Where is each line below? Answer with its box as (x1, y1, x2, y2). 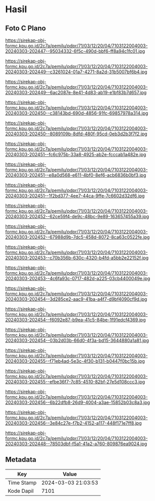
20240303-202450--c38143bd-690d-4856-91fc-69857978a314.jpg (5, 110, 148, 116)
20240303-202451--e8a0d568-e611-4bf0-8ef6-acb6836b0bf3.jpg (5, 172, 146, 178)
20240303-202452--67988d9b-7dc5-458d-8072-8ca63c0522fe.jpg (5, 234, 150, 240)
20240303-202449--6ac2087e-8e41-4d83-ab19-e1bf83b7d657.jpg (5, 90, 147, 95)
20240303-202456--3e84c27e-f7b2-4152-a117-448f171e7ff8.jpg (5, 420, 142, 426)
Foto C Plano (5, 24, 46, 33)
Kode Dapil (8, 487, 34, 494)
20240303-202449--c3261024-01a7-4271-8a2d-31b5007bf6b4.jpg (5, 69, 148, 75)
